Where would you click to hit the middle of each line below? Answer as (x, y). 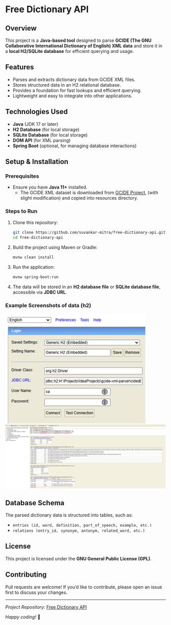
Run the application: (34, 267)
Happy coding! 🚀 (23, 617)
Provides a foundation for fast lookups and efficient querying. (77, 90)
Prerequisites (22, 176)
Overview (21, 28)
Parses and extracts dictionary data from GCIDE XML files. (74, 79)
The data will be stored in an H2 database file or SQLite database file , (87, 287)
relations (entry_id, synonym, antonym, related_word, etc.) (79, 531)
